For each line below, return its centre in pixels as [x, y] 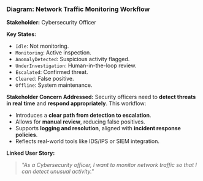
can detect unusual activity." [58, 172]
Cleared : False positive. [45, 79]
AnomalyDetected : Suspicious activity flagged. [72, 59]
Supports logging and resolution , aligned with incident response [98, 128]
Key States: [21, 34]
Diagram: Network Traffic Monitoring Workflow [78, 9]
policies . [26, 135]
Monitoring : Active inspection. [53, 53]
